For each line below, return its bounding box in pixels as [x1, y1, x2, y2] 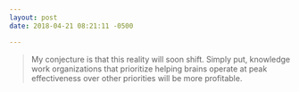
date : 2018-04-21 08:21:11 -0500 [9, 21, 134, 30]
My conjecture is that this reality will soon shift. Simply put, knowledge [30, 54, 291, 64]
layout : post [9, 13, 58, 22]
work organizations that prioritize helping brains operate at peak [30, 63, 268, 74]
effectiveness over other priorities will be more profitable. [30, 72, 243, 83]
